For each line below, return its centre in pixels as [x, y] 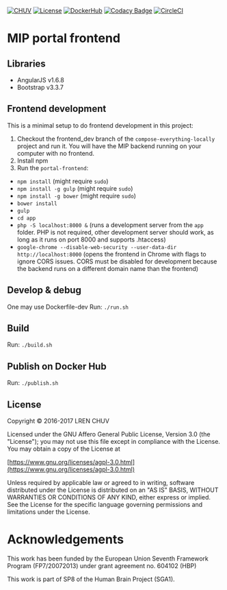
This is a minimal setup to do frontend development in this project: [100, 125]
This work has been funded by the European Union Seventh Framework [108, 558]
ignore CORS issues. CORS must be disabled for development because [117, 261]
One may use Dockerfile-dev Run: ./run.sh [68, 307]
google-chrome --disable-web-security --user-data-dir [97, 247]
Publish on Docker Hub [57, 366]
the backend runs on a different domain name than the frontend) [108, 268]
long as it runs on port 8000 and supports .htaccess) [91, 239]
